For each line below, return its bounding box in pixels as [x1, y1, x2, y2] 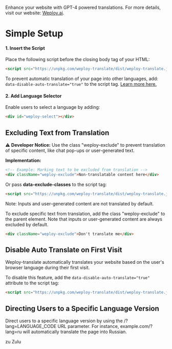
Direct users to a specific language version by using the [5, 318, 123, 324]
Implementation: [5, 158, 41, 164]
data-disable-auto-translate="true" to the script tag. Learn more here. [5, 81, 157, 87]
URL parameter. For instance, [57, 323, 119, 329]
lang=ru [5, 328, 22, 335]
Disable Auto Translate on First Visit [5, 246, 122, 255]
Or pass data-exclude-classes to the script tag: [5, 181, 107, 187]
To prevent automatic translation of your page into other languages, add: [5, 75, 159, 82]
